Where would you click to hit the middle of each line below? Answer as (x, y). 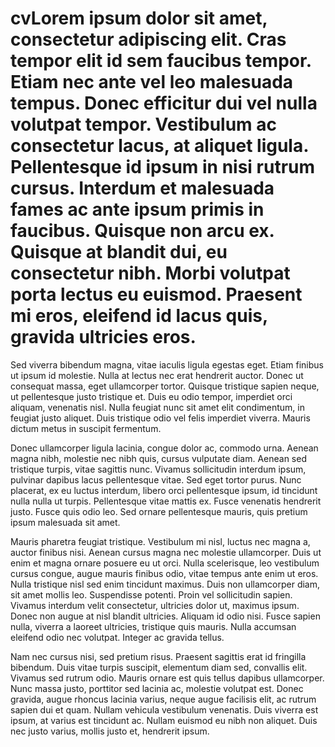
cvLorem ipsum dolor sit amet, (139, 18)
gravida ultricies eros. (103, 337)
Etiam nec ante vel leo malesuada (152, 82)
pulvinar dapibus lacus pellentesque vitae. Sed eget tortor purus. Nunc (156, 479)
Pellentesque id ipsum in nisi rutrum (163, 167)
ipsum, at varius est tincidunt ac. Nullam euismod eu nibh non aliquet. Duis (164, 720)
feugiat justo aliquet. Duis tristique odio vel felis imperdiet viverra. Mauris (160, 418)
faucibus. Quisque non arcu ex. (142, 231)
